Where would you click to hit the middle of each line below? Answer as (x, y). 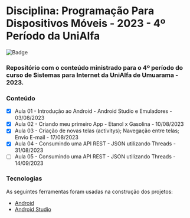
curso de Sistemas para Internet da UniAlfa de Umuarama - (92, 75)
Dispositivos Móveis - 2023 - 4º (86, 23)
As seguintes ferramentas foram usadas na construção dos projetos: (89, 191)
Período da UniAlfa (53, 36)
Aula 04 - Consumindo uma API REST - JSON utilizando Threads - (95, 144)
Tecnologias (24, 178)
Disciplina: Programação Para (80, 11)
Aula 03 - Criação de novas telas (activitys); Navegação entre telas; (97, 131)
